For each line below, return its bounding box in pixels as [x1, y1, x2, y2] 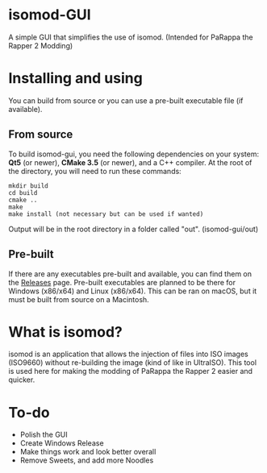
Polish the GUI [19, 429, 69, 440]
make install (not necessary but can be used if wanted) [8, 210, 204, 218]
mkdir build [8, 181, 48, 190]
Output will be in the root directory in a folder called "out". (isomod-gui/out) [8, 224, 259, 234]
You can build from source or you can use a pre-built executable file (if [8, 95, 244, 106]
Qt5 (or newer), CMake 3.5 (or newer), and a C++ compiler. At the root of [8, 157, 252, 167]
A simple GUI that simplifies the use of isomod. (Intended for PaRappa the [8, 32, 253, 42]
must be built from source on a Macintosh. [8, 294, 149, 304]
